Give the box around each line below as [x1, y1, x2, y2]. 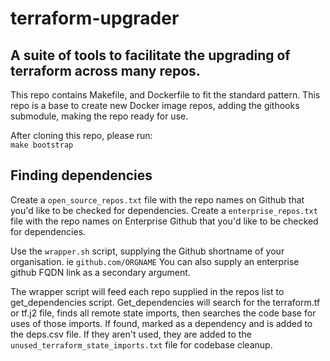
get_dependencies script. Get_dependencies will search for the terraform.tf [10, 296, 321, 308]
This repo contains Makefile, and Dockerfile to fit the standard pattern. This [10, 89, 321, 101]
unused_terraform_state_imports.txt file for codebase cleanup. [10, 338, 273, 351]
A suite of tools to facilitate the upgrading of [10, 47, 291, 64]
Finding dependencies [10, 167, 153, 184]
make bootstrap [10, 140, 74, 150]
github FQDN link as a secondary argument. [10, 266, 191, 278]
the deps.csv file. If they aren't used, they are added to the [10, 328, 252, 340]
